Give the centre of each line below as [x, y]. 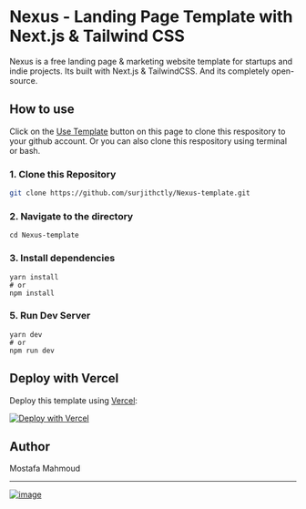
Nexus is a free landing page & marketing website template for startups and [151, 61]
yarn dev [26, 334]
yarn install [34, 277]
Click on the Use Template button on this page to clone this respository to [148, 131]
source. [24, 80]
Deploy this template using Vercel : [74, 400]
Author [30, 447]
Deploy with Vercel [64, 378]
